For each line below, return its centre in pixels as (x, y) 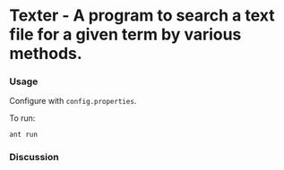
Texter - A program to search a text (142, 16)
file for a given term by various (125, 34)
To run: (22, 118)
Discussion (34, 157)
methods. (46, 54)
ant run (24, 135)
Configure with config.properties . (73, 101)
